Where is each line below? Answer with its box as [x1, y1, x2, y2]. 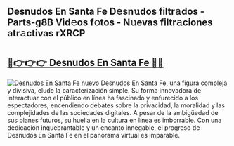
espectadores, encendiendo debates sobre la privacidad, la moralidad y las [7, 101, 225, 109]
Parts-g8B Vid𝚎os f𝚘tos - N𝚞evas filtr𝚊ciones [7, 17, 213, 29]
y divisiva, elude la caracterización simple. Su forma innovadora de [7, 86, 202, 94]
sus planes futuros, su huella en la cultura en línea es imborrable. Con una [7, 116, 222, 124]
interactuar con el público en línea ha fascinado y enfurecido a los [7, 94, 199, 102]
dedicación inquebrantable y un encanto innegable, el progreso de [7, 124, 200, 132]
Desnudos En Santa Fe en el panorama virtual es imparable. [7, 131, 181, 139]
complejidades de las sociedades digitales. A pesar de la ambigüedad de [7, 109, 219, 117]
